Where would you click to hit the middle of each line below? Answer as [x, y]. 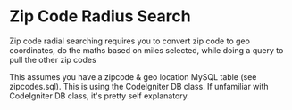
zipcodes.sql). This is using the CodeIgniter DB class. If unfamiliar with [139, 86]
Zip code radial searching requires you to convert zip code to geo [129, 41]
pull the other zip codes [53, 59]
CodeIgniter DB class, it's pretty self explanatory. [100, 96]
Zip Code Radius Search [100, 16]
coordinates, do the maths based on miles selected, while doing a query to [146, 50]
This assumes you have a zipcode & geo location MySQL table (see [133, 76]
